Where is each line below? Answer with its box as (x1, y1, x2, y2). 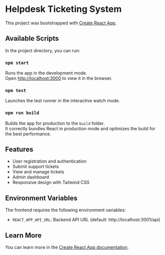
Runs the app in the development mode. (5, 70, 87, 76)
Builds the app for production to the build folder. (5, 120, 105, 126)
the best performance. (5, 131, 51, 137)
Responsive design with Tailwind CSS (12, 179, 90, 185)
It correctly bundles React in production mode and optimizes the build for (5, 125, 156, 131)
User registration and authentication (12, 158, 87, 165)
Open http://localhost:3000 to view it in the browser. (5, 76, 113, 82)
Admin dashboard (12, 174, 49, 180)
